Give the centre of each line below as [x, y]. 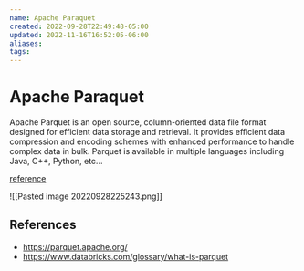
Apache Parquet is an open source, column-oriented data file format [138, 122]
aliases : [26, 43]
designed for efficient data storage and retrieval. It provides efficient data [147, 132]
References [43, 225]
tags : [20, 52]
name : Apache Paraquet [52, 18]
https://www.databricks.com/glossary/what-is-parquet [126, 256]
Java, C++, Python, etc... [56, 162]
